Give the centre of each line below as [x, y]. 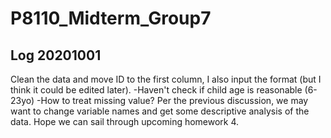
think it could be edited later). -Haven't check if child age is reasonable [156, 90]
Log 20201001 [56, 55]
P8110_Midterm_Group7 [111, 18]
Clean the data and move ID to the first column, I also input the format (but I [166, 79]
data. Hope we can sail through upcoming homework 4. [125, 121]
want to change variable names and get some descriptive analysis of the [160, 111]
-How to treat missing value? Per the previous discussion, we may [172, 100]
